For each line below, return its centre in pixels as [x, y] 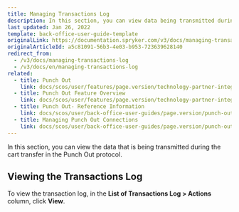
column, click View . [36, 201]
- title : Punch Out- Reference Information [79, 107]
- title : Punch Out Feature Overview [70, 93]
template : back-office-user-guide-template [73, 34]
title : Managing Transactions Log [59, 14]
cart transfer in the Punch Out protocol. [65, 154]
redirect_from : [30, 54]
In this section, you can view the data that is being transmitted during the [114, 147]
